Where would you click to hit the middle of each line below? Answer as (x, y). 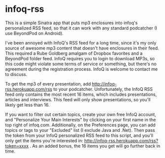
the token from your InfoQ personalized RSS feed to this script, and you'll (79, 135)
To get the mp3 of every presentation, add (48, 84)
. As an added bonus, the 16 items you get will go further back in (95, 146)
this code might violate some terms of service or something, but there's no (81, 64)
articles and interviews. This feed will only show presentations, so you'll (78, 99)
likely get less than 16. (27, 105)
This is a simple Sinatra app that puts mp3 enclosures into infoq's (71, 23)
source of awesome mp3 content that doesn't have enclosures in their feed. (82, 48)
